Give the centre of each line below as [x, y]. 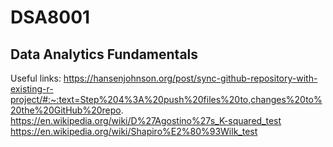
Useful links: [36, 78]
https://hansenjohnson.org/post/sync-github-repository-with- [190, 78]
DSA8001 [50, 17]
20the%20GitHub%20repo [66, 110]
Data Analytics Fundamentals [104, 54]
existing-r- [32, 89]
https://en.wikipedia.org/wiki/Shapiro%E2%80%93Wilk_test [134, 131]
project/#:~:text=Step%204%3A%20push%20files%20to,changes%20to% [166, 99]
